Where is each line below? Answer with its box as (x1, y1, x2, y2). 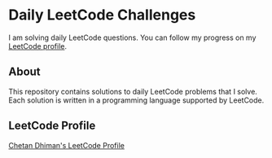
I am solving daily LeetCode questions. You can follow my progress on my (8, 33, 257, 42)
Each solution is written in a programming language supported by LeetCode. (8, 95, 265, 105)
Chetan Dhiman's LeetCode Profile (8, 140, 125, 150)
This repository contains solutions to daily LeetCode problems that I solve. (8, 86, 258, 96)
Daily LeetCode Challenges (8, 6, 196, 24)
